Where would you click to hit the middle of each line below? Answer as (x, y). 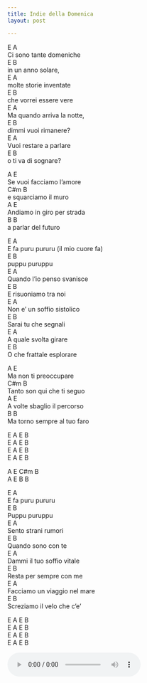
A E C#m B (23, 471)
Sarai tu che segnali (36, 324)
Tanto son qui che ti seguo (46, 391)
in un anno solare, (34, 70)
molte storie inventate (39, 85)
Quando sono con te (37, 546)
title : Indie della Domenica (50, 14)
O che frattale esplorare (42, 354)
